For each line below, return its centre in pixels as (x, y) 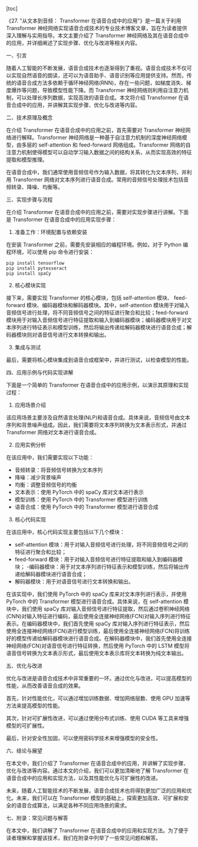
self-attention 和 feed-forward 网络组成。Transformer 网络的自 (114, 145)
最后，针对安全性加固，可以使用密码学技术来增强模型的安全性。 (83, 738)
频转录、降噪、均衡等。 (34, 187)
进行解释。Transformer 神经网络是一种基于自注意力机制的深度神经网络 (97, 137)
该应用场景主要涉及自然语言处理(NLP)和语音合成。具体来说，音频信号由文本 (98, 417)
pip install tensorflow (35, 263)
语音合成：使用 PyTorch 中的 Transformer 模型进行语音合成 (86, 507)
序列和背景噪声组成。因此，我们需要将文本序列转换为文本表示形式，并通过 (96, 425)
